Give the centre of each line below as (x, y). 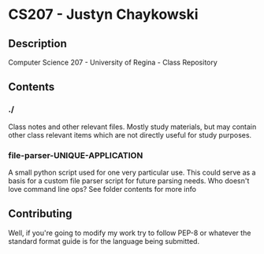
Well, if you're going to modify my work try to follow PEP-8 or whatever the (130, 233)
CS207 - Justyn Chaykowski (103, 15)
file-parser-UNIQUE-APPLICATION (76, 155)
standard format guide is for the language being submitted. (104, 241)
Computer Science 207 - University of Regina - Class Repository (113, 62)
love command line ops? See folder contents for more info (102, 189)
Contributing (40, 214)
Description (37, 44)
